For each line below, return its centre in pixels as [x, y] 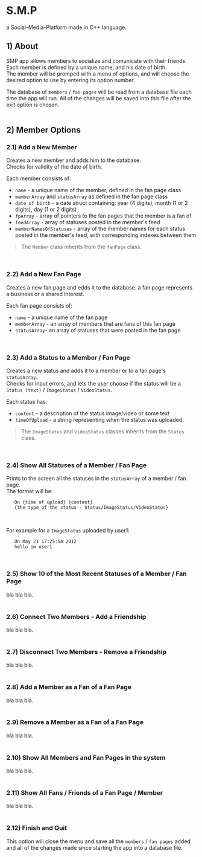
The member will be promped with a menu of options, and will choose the [98, 74]
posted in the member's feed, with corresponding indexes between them [106, 235]
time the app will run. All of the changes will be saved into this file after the [99, 98]
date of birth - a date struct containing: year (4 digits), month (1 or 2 [101, 203]
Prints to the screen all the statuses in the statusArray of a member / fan [96, 479]
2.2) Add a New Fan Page [44, 274]
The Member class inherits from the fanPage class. [81, 247]
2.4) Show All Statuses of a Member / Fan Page [77, 465]
